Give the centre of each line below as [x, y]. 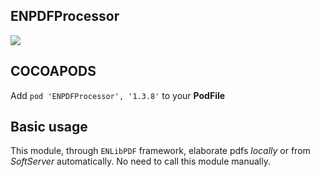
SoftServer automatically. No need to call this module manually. [140, 161]
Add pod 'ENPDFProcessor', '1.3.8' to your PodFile [118, 95]
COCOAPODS [53, 71]
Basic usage [49, 127]
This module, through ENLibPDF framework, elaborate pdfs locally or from [160, 151]
